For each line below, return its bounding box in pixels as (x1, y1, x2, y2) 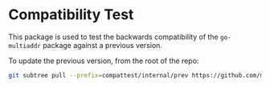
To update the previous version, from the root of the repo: (8, 56, 199, 65)
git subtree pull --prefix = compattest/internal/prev (8, 71, 189, 79)
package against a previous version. (43, 40, 163, 49)
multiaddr (8, 42, 42, 49)
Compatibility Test (8, 6, 134, 24)
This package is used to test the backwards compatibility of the (8, 32, 219, 42)
